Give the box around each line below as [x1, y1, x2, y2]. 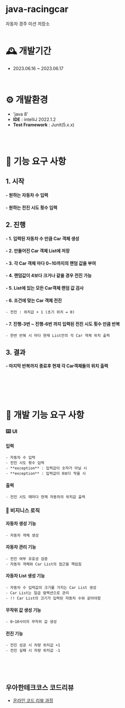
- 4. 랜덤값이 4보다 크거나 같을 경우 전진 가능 [5, 273, 92, 279]
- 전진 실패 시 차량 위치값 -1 [5, 648, 60, 653]
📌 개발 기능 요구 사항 [5, 409, 84, 421]
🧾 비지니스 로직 [5, 507, 40, 514]
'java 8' [12, 111, 28, 117]
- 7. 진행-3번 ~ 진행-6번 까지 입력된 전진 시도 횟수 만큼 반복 [5, 321, 120, 327]
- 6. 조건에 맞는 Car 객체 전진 [5, 297, 62, 303]
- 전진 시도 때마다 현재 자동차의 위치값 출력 [5, 494, 85, 500]
